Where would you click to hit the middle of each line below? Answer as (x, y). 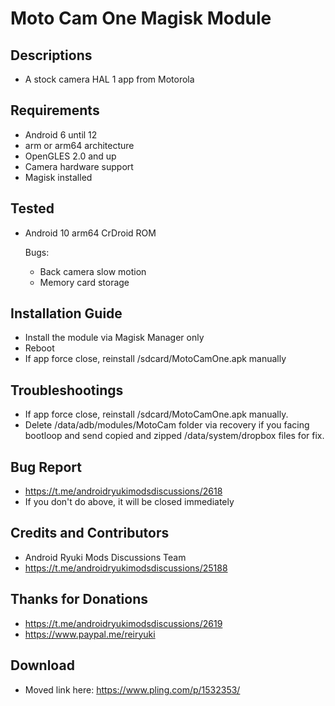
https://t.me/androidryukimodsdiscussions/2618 (123, 491)
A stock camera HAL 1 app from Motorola (109, 79)
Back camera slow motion (93, 271)
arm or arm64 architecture (79, 145)
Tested (32, 208)
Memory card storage (84, 282)
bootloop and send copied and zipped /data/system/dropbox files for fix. (174, 436)
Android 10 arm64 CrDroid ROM (90, 233)
